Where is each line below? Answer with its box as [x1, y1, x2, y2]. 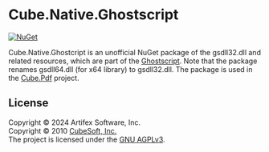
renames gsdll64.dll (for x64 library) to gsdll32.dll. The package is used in [8, 64, 253, 74]
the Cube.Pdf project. [8, 73, 79, 82]
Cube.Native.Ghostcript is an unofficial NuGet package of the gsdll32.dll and [8, 47, 261, 57]
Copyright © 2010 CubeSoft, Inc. [8, 126, 117, 135]
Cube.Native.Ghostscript [8, 6, 179, 24]
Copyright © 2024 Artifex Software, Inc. [8, 118, 141, 127]
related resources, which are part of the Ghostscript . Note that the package [8, 56, 258, 66]
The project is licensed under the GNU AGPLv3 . [8, 134, 166, 144]
